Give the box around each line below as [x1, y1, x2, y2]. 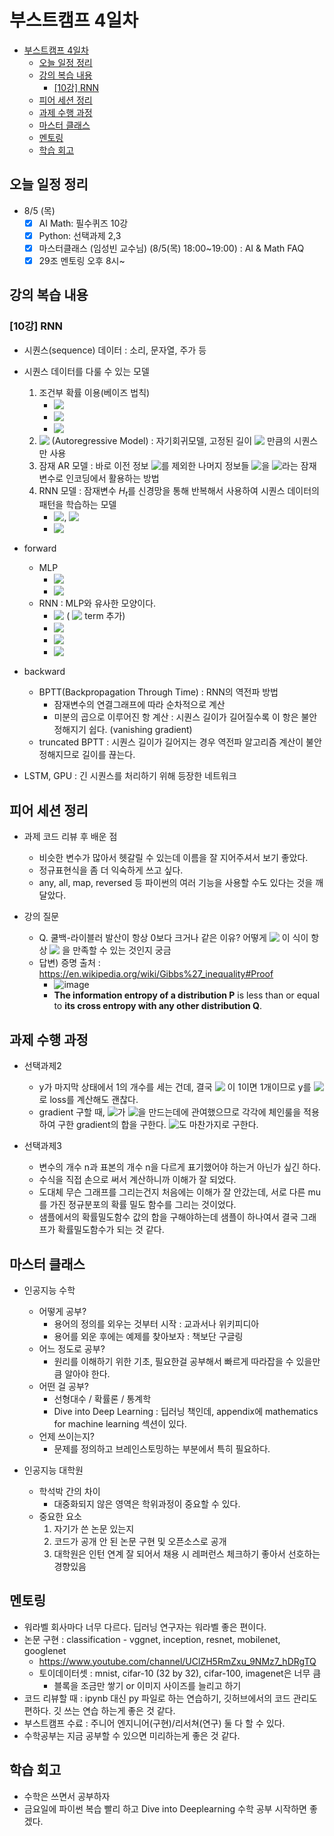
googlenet [23, 1644, 67, 1656]
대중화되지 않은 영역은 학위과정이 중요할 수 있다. [53, 1497, 241, 1510]
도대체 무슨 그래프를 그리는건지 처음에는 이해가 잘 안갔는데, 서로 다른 [38, 1186, 306, 1198]
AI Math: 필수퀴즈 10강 [38, 217, 129, 229]
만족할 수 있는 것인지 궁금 [72, 944, 172, 956]
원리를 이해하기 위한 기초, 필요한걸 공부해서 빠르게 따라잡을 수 [53, 1355, 294, 1367]
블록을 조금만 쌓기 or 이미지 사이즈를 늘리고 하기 [53, 1679, 242, 1691]
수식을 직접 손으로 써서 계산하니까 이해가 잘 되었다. [38, 1174, 237, 1186]
